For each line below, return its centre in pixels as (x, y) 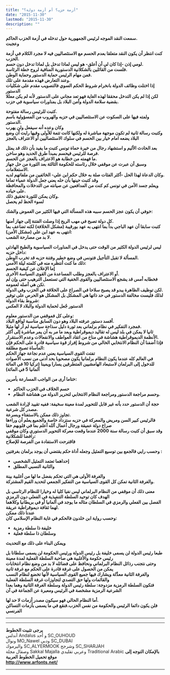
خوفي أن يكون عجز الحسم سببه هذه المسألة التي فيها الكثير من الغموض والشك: (79, 211)
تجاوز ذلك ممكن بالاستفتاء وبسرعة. (38, 415)
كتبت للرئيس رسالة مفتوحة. (32, 111)
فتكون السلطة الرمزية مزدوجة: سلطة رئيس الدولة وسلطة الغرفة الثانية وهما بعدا (80, 585)
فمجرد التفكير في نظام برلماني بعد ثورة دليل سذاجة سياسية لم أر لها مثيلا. (74, 326)
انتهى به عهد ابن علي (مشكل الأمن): (39, 232)
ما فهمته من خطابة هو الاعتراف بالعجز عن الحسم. (51, 159)
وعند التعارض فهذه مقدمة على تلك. (38, 80)
